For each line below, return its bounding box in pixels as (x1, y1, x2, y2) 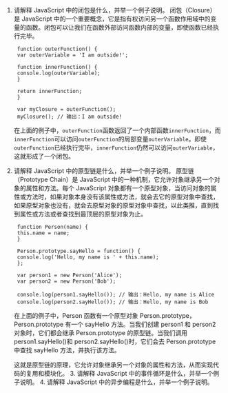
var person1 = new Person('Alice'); (17, 272, 123, 279)
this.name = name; (17, 230, 70, 236)
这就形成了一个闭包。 (13, 152, 74, 160)
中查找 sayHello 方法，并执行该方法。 (13, 346, 121, 354)
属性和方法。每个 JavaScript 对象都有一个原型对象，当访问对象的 (25, 184, 211, 192)
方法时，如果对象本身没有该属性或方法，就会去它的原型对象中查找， (25, 192, 219, 201)
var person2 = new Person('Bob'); (17, 278, 116, 285)
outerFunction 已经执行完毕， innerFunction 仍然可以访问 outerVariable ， (13, 143, 219, 152)
